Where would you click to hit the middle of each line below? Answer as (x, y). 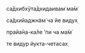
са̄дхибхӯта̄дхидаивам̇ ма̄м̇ (42, 9)
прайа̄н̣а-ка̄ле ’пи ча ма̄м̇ (39, 32)
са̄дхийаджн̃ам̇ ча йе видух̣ (42, 20)
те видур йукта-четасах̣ (37, 44)
